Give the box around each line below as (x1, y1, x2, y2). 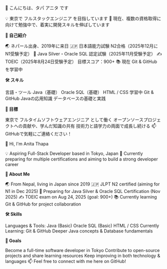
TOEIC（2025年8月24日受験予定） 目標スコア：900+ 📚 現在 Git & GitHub (5, 58, 158, 64)
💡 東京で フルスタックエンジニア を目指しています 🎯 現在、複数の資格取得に (5, 15, 162, 21)
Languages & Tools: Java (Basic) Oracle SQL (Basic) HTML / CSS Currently (5, 222, 160, 228)
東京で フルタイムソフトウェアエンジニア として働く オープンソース (5, 117, 144, 122)
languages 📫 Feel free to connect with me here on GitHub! (5, 258, 126, 264)
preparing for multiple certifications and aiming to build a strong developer (5, 156, 158, 162)
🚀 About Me (5, 171, 30, 177)
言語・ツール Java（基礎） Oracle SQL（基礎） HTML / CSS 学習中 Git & (5, 89, 154, 95)
